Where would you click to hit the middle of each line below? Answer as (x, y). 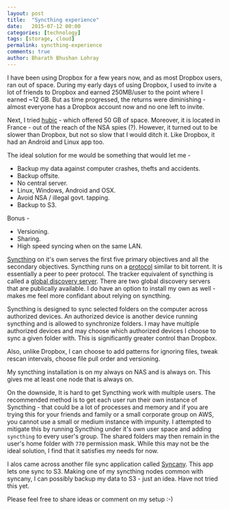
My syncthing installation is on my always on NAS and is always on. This (109, 372)
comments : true (29, 52)
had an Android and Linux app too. (56, 142)
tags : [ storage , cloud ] (41, 39)
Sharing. (29, 239)
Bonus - (18, 218)
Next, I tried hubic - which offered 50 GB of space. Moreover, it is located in (114, 120)
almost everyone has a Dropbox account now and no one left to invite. (106, 106)
